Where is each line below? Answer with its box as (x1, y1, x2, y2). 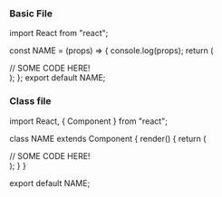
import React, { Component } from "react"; (9, 116, 168, 127)
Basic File (9, 7, 53, 20)
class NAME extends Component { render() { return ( (9, 133, 207, 144)
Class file (9, 95, 52, 108)
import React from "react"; (9, 28, 109, 39)
